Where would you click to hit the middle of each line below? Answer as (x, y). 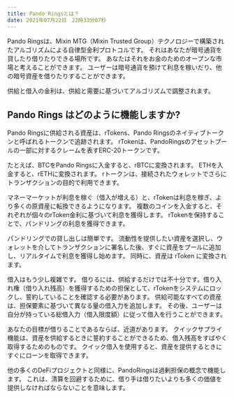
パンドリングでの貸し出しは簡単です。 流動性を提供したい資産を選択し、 (112, 239)
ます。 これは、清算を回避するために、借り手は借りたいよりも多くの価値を (115, 379)
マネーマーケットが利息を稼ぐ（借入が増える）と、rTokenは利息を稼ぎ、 (111, 198)
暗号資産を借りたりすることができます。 (71, 76)
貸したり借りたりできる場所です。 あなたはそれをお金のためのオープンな (112, 58)
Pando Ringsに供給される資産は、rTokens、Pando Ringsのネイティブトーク (116, 133)
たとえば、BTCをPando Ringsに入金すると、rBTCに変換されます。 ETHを (112, 165)
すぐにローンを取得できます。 (50, 355)
